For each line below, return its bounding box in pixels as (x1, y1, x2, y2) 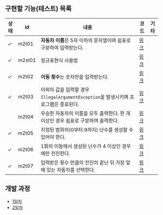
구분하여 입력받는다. (40, 44, 84, 51)
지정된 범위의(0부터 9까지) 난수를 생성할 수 (40, 126, 133, 133)
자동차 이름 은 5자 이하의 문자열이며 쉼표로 (40, 37, 131, 44)
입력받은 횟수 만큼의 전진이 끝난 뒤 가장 (40, 159, 125, 166)
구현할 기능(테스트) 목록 (5, 4, 72, 13)
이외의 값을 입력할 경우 (40, 86, 90, 93)
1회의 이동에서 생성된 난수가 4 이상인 (40, 143, 121, 149)
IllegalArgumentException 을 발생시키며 (40, 93, 129, 100)
